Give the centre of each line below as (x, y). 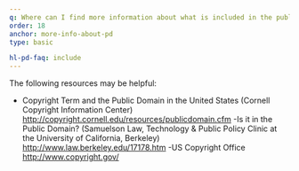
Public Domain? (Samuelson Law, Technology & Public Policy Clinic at (149, 128)
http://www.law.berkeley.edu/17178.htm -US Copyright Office (134, 148)
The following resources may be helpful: (83, 83)
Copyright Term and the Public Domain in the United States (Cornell (146, 101)
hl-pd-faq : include (45, 58)
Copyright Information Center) (77, 110)
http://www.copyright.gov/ (70, 157)
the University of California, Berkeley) (91, 138)
